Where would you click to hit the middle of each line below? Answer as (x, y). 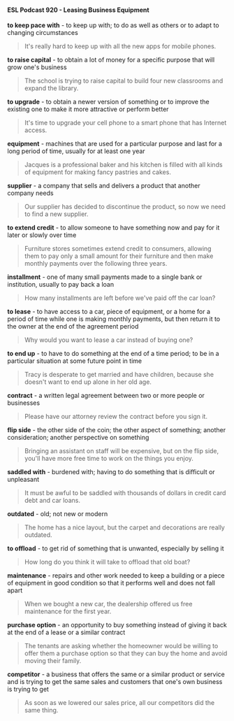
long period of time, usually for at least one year (76, 151)
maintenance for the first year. (68, 611)
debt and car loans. (52, 501)
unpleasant (23, 480)
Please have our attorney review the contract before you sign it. (116, 417)
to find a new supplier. (56, 214)
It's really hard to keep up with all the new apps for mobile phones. (120, 46)
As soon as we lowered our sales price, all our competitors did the (119, 703)
